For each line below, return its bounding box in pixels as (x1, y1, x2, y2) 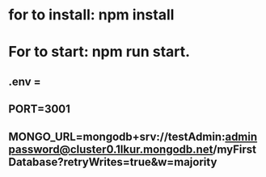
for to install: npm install (8, 6, 175, 24)
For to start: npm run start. (8, 43, 191, 61)
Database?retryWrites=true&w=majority (8, 155, 217, 169)
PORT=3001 (8, 103, 71, 116)
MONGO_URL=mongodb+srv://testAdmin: (8, 129, 226, 143)
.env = (8, 74, 42, 88)
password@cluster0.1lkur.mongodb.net (8, 142, 213, 156)
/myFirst (213, 142, 257, 156)
